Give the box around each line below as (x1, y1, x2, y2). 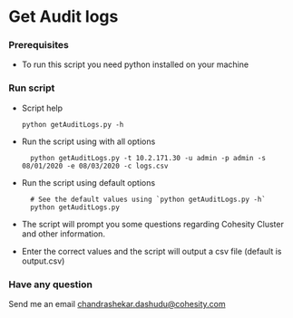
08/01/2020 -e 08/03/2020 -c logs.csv (21, 161, 169, 170)
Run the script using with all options (21, 136, 156, 147)
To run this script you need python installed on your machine (21, 59, 249, 70)
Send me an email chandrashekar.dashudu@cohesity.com (8, 299, 226, 310)
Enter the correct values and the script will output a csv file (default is (21, 246, 282, 256)
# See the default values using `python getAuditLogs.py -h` (30, 195, 267, 204)
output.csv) (21, 255, 65, 266)
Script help (21, 102, 63, 113)
